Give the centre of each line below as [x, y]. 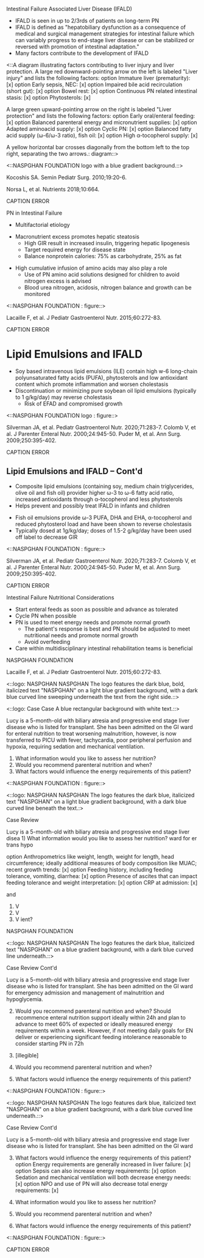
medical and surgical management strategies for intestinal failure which [105, 34]
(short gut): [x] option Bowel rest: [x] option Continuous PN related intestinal [102, 91]
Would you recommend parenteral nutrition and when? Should [93, 1011]
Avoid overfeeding [47, 642]
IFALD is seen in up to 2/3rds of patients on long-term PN [87, 20]
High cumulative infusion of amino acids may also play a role [91, 268]
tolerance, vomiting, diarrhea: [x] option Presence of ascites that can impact [102, 876]
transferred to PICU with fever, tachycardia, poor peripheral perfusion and [99, 740]
